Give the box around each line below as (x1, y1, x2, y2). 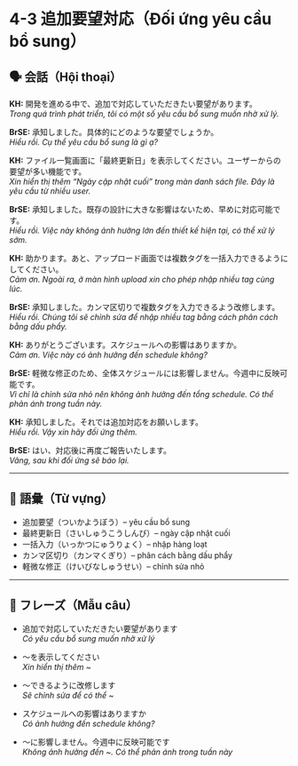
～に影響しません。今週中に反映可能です (21, 736, 170, 747)
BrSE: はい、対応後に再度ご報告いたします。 (9, 445, 171, 455)
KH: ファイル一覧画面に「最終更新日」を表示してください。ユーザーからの (9, 156, 282, 165)
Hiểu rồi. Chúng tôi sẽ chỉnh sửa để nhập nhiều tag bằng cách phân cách (9, 312, 278, 322)
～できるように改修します (21, 680, 116, 690)
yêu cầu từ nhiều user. (9, 186, 91, 196)
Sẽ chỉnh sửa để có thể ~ (21, 690, 114, 700)
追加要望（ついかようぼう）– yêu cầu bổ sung (21, 516, 191, 527)
